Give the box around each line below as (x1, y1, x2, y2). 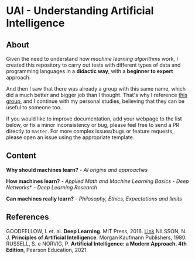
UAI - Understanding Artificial (6, 4, 154, 18)
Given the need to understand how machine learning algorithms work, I (6, 56, 179, 62)
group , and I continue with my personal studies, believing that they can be (6, 98, 185, 105)
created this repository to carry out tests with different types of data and (6, 61, 181, 68)
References (6, 212, 49, 222)
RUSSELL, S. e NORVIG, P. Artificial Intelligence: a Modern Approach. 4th (6, 240, 187, 247)
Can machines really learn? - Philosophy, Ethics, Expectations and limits (6, 195, 183, 202)
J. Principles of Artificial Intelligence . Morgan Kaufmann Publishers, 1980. (6, 234, 187, 241)
